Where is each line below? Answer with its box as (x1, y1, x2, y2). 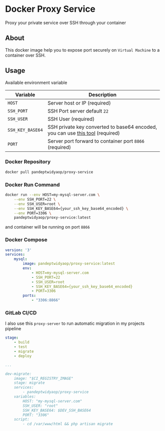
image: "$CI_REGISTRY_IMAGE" (14, 376, 74, 381)
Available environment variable (5, 80, 67, 86)
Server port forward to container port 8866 (47, 138, 145, 144)
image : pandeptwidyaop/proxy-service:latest (23, 261, 115, 266)
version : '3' (5, 247, 32, 253)
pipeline (5, 326, 21, 332)
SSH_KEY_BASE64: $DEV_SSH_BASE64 (23, 408, 91, 413)
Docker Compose (5, 236, 48, 243)
